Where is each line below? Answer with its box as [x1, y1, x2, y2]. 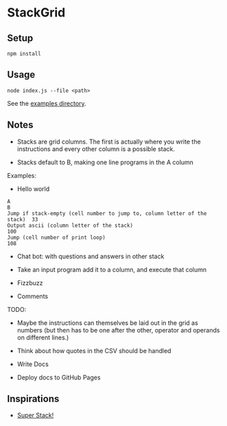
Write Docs [16, 359, 49, 368]
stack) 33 [7, 216, 38, 223]
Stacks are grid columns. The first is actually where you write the [16, 137, 201, 146]
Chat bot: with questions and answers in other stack [16, 252, 165, 260]
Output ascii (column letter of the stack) [7, 222, 134, 229]
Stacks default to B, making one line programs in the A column [16, 158, 194, 166]
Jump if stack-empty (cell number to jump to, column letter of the [7, 210, 207, 217]
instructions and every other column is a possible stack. [16, 144, 176, 153]
